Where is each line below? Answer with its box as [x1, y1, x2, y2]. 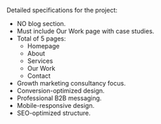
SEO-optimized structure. [16, 109, 91, 117]
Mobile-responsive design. [16, 102, 95, 109]
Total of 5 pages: [16, 34, 66, 43]
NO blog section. [16, 20, 66, 27]
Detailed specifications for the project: [6, 6, 117, 14]
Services [27, 57, 53, 65]
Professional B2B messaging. [16, 94, 102, 102]
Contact [27, 71, 51, 80]
